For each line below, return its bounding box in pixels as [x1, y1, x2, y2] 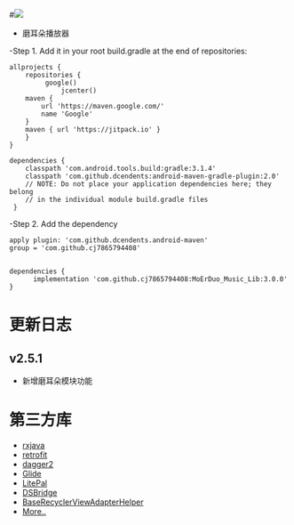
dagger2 [21, 458, 54, 469]
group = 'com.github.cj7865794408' [9, 244, 141, 253]
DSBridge [21, 487, 58, 497]
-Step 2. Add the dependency [9, 219, 118, 229]
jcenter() [60, 86, 98, 95]
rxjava [21, 440, 45, 450]
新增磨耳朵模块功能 [21, 376, 93, 386]
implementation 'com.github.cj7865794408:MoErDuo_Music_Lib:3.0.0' [32, 275, 289, 284]
